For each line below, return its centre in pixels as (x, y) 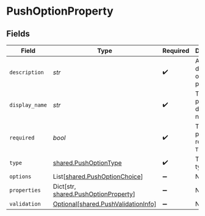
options (20, 177)
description (27, 72)
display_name (28, 105)
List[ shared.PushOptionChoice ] (98, 176)
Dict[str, (64, 186)
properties (25, 190)
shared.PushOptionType (87, 163)
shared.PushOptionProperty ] (94, 194)
